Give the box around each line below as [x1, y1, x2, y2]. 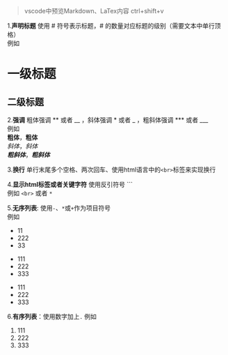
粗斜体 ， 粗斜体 [7, 151, 50, 159]
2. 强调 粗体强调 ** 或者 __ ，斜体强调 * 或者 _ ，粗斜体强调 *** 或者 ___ [7, 116, 209, 124]
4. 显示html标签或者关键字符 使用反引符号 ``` [7, 181, 133, 188]
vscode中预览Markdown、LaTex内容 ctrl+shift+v [24, 7, 165, 15]
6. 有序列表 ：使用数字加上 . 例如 [7, 312, 97, 320]
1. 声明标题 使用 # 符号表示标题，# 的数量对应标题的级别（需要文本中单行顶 [7, 22, 221, 30]
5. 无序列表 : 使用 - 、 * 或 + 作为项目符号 [7, 204, 111, 212]
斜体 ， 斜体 [7, 142, 38, 150]
